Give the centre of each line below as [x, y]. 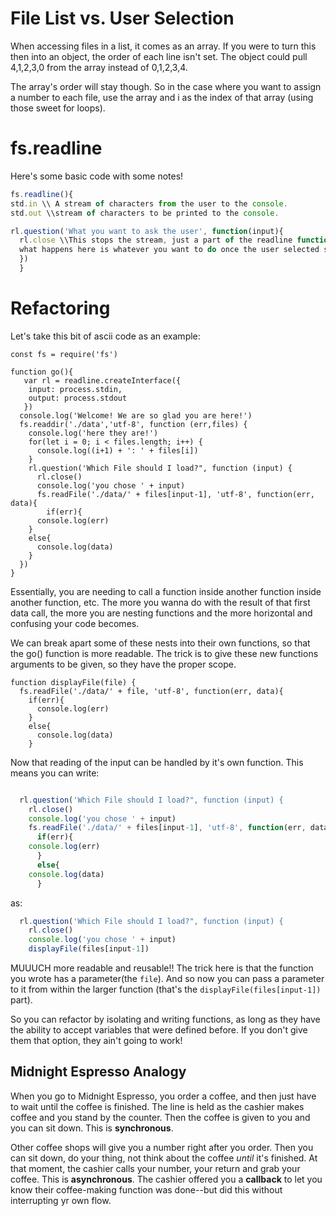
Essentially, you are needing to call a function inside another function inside [166, 591]
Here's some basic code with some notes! [97, 176]
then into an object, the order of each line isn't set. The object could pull [159, 56]
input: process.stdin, [75, 389]
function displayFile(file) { [73, 682]
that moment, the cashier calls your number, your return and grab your [155, 1168]
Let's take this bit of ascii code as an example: [105, 336]
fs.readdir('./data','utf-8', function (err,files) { [133, 424]
